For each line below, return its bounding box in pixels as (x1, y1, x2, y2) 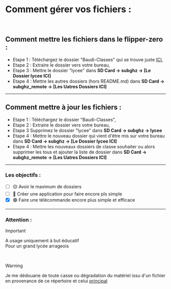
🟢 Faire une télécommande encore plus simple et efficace (12, 197, 135, 203)
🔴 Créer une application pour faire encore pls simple (12, 190, 122, 197)
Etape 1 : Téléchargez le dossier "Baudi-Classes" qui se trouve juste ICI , (12, 56, 163, 62)
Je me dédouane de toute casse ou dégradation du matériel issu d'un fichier (5, 273, 166, 279)
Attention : (5, 216, 32, 223)
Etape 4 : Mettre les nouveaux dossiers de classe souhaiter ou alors (12, 143, 155, 149)
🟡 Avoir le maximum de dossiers (12, 183, 82, 189)
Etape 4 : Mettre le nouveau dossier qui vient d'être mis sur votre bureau (12, 133, 165, 139)
